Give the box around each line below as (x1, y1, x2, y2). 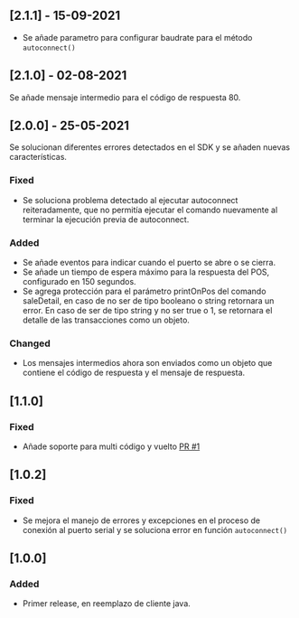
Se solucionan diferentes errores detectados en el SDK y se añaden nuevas (9, 142, 291, 153)
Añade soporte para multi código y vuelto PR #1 (22, 441, 201, 452)
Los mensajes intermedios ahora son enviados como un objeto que (22, 358, 273, 369)
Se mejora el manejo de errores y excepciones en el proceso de (22, 515, 260, 526)
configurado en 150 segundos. (22, 276, 137, 287)
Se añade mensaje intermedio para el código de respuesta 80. (9, 91, 241, 103)
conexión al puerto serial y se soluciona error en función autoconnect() (22, 524, 288, 535)
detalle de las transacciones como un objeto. (22, 314, 190, 325)
